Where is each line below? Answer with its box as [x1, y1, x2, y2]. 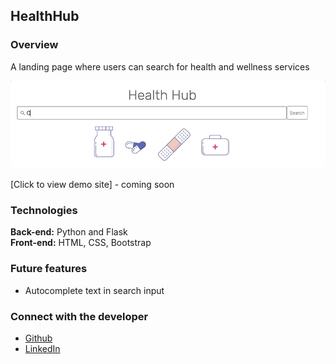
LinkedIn [24, 342, 61, 354]
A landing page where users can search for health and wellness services [10, 60, 310, 73]
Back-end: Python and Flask [10, 226, 128, 238]
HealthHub [10, 8, 80, 25]
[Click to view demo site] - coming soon [10, 178, 175, 190]
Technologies [10, 203, 78, 217]
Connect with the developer [10, 309, 149, 323]
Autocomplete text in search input [24, 284, 165, 296]
